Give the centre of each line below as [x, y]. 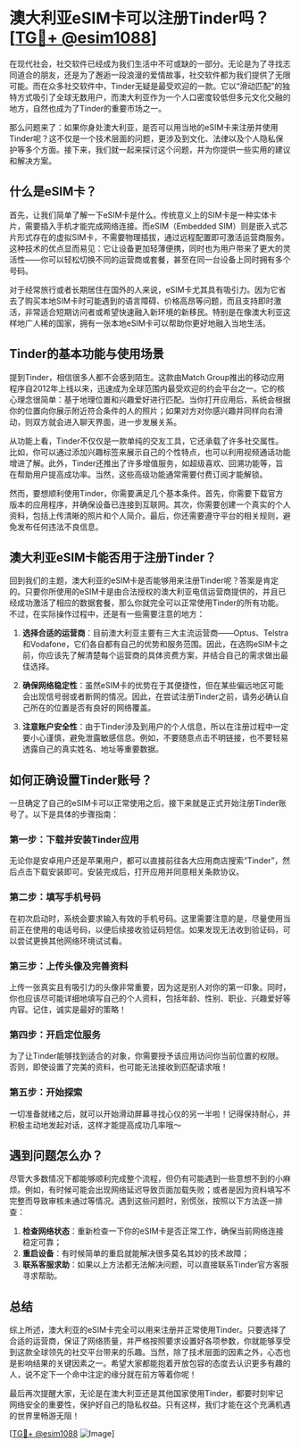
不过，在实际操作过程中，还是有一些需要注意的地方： [107, 614]
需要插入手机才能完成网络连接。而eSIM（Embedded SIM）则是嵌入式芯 [156, 226]
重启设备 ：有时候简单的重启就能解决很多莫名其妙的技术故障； [136, 1253]
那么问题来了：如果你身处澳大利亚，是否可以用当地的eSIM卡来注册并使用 [144, 127]
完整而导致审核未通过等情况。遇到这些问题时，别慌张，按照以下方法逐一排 [146, 1201]
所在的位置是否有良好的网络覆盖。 [93, 708]
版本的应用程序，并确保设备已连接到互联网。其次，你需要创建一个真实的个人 [150, 504]
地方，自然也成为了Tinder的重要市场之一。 [88, 108]
